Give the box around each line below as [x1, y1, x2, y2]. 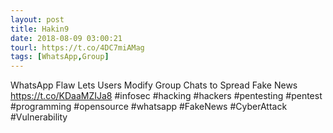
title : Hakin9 [10, 24, 70, 34]
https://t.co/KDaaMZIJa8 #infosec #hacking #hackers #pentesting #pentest [10, 90, 323, 102]
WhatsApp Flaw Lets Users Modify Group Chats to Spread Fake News [10, 79, 298, 91]
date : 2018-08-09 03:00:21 [10, 33, 123, 43]
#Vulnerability [10, 111, 68, 123]
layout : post [10, 14, 65, 25]
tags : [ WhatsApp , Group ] [10, 52, 110, 62]
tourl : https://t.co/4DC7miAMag [10, 42, 145, 53]
